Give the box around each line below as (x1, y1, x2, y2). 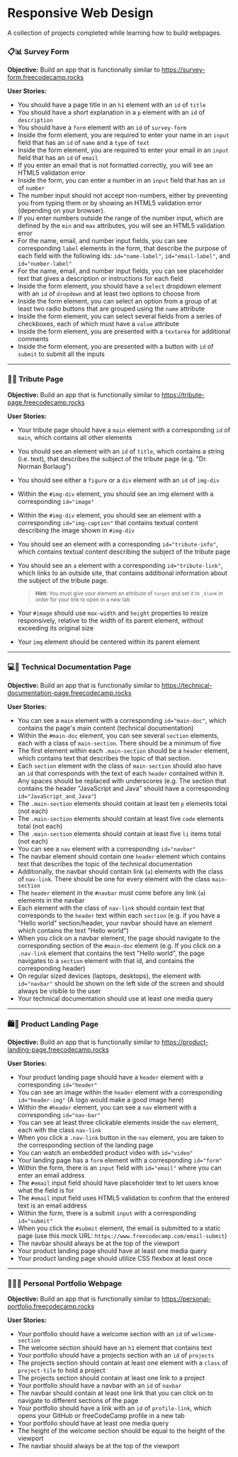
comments (17, 335, 49, 343)
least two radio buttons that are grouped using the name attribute (17, 304, 205, 313)
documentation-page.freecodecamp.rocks (7, 688, 132, 697)
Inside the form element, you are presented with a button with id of (17, 343, 214, 351)
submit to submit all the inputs (17, 350, 105, 358)
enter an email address (17, 1171, 85, 1180)
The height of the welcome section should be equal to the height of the (17, 1426, 225, 1435)
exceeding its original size (17, 623, 94, 632)
